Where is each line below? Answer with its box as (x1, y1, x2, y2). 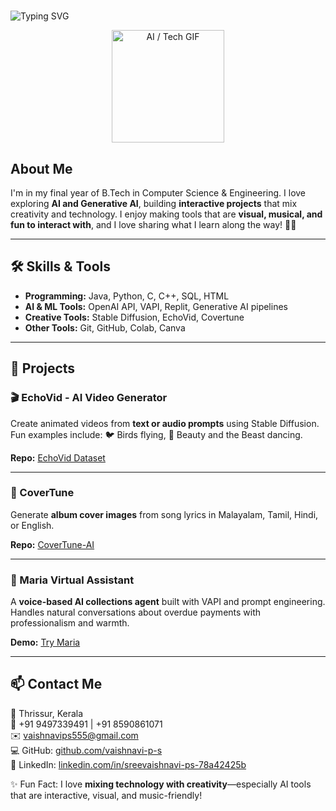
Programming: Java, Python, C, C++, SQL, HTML (24, 290, 230, 302)
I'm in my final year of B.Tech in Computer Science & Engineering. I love (10, 187, 307, 199)
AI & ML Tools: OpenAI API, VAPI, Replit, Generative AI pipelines (24, 300, 288, 312)
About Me (10, 160, 73, 177)
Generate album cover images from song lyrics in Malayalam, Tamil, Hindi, (10, 508, 319, 520)
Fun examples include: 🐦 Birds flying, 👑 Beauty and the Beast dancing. (10, 428, 303, 440)
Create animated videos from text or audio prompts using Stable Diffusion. (10, 417, 320, 429)
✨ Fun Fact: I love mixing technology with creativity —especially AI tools (10, 778, 312, 790)
